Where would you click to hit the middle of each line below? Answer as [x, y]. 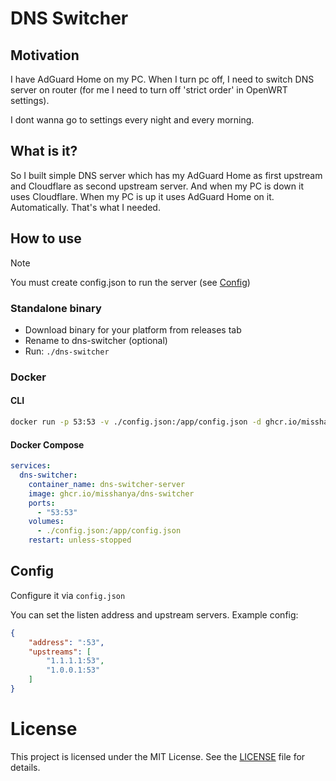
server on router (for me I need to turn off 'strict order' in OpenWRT [149, 90]
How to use [46, 238]
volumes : [46, 522]
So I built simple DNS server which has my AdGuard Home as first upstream [166, 175]
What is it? [44, 151]
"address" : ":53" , [66, 642]
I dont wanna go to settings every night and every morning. [132, 120]
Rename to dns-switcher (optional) [96, 340]
